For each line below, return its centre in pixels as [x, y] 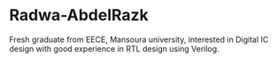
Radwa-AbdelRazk [79, 15]
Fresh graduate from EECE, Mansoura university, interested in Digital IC [139, 39]
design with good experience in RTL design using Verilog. [114, 48]
